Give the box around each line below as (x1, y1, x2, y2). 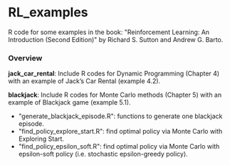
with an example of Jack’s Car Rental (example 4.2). (8, 77, 161, 85)
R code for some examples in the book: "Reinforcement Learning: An (8, 28, 209, 36)
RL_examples (8, 4, 88, 21)
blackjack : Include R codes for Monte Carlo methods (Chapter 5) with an (8, 90, 222, 100)
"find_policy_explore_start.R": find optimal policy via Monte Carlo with (18, 127, 223, 136)
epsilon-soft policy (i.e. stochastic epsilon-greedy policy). (18, 150, 188, 159)
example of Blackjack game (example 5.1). (8, 98, 131, 107)
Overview (8, 53, 43, 63)
